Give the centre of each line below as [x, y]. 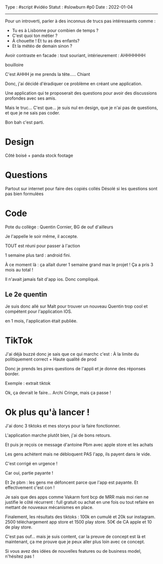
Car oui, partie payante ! [29, 473]
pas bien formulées [24, 194]
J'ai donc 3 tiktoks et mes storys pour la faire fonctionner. [63, 426]
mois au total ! [19, 270]
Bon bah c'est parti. [25, 122]
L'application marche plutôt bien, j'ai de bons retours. [58, 435]
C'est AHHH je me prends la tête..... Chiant [48, 74]
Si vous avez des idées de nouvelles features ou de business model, [73, 551]
